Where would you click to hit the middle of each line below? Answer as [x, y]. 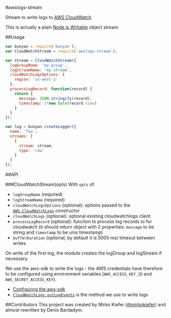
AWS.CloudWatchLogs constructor [46, 211]
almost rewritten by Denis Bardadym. [44, 310]
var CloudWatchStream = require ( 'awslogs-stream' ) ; [61, 51]
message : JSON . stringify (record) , [56, 98]
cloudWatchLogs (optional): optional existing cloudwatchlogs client [81, 216]
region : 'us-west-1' [36, 79]
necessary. [17, 258]
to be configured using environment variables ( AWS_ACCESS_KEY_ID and [79, 274]
